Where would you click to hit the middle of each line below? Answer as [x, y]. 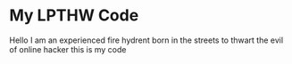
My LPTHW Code [74, 16]
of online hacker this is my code [68, 49]
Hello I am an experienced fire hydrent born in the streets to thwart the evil [146, 40]
